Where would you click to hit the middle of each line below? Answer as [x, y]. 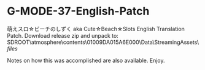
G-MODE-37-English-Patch [78, 11]
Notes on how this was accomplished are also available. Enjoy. [86, 60]
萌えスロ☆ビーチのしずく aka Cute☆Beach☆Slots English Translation [96, 29]
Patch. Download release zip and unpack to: [63, 35]
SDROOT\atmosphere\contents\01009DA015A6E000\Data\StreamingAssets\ [103, 42]
